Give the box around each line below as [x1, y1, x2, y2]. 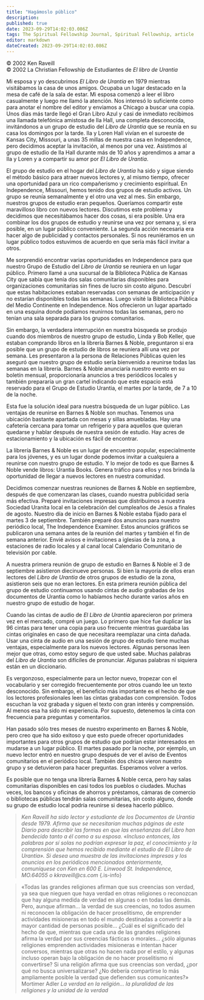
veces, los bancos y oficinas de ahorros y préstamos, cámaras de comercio [6, 788, 196, 796]
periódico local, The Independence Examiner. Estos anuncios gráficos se [6, 523, 189, 530]
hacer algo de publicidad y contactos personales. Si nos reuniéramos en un [6, 232, 195, 239]
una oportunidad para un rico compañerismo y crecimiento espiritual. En [6, 180, 188, 187]
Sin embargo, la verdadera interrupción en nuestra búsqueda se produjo [6, 326, 187, 333]
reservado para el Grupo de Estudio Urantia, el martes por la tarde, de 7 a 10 [6, 384, 197, 391]
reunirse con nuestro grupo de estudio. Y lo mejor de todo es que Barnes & [6, 460, 194, 467]
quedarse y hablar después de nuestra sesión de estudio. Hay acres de [6, 428, 185, 435]
